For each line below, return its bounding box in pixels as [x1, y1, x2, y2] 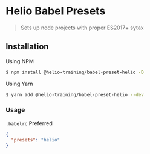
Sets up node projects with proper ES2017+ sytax [20, 24, 144, 31]
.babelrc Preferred [5, 119, 53, 127]
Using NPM [5, 57, 34, 64]
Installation [5, 42, 49, 52]
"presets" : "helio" [11, 137, 60, 143]
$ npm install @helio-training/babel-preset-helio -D [5, 69, 145, 75]
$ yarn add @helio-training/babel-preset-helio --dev [5, 91, 145, 97]
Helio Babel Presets [5, 4, 106, 18]
